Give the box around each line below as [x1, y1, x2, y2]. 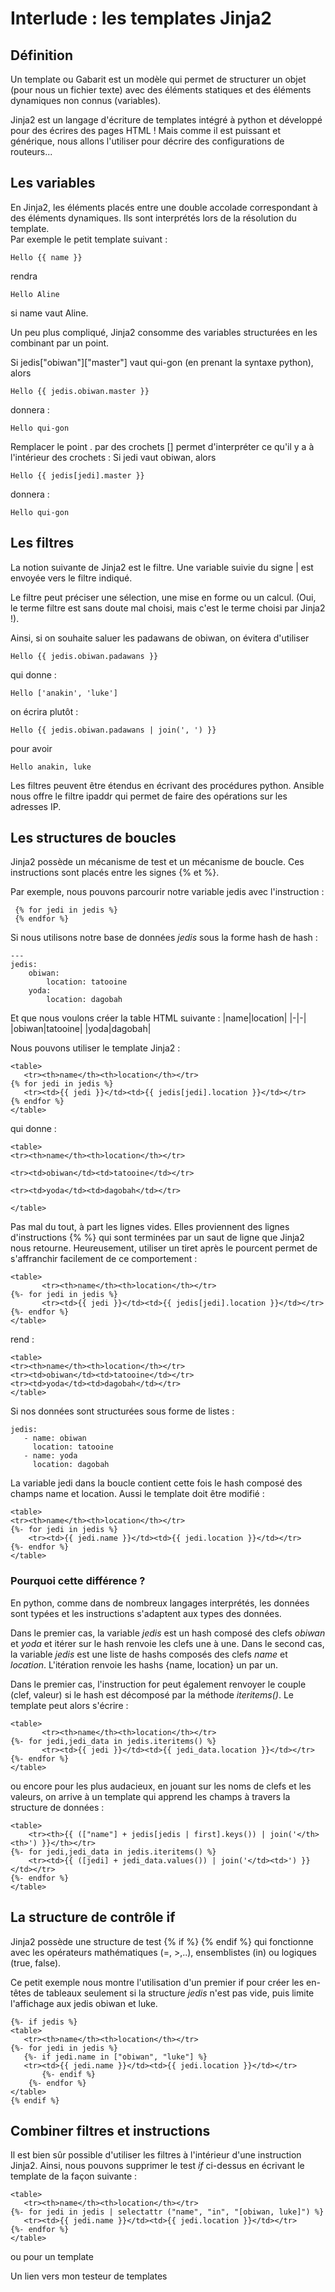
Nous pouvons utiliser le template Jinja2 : [10, 1042, 181, 1054]
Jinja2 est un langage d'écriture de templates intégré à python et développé [10, 114, 323, 126]
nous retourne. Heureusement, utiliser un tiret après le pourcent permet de [10, 1242, 318, 1254]
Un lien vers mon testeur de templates [10, 2270, 168, 2282]
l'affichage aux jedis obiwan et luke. [10, 1997, 158, 2009]
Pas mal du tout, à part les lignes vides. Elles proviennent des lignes [10, 1221, 290, 1233]
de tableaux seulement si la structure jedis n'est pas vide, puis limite [33, 1987, 315, 1999]
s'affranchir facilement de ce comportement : [10, 1253, 198, 1265]
